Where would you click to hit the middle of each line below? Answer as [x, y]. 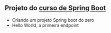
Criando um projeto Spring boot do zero [53, 20]
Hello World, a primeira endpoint [45, 25]
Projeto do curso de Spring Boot [55, 8]
